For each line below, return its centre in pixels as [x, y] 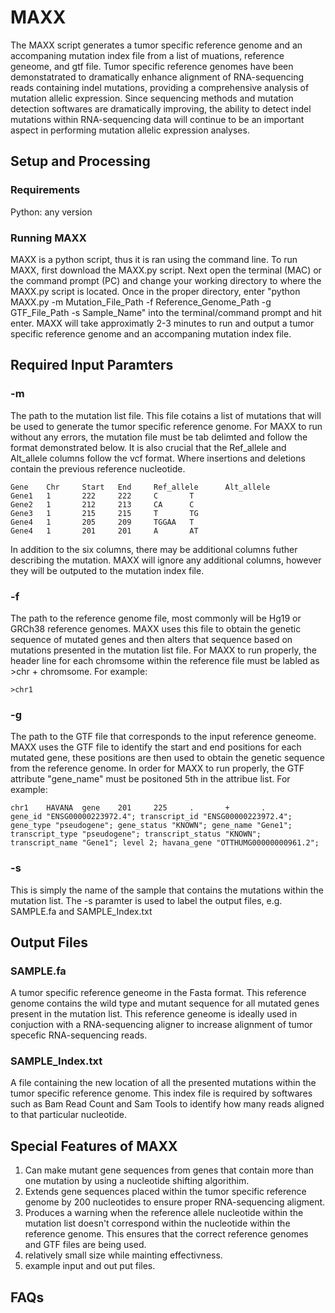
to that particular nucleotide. [69, 1115]
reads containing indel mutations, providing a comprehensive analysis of [160, 87]
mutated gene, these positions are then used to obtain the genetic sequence [168, 758]
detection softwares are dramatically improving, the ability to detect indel [161, 108]
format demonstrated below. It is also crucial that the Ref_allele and [148, 447]
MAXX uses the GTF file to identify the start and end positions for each [156, 747]
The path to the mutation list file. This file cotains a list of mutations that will [166, 415]
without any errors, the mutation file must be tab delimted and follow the [159, 437]
